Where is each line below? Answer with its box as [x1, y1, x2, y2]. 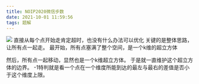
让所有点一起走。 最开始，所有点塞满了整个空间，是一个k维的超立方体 [6, 44, 178, 51]
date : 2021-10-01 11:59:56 [6, 14, 73, 20]
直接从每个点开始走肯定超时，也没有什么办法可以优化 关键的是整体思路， [13, 37, 192, 44]
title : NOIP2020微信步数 [6, 8, 64, 15]
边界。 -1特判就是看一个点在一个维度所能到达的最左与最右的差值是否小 [16, 64, 190, 71]
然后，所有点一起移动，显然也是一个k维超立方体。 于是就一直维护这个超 [6, 57, 183, 64]
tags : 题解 [6, 20, 32, 25]
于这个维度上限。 [6, 72, 48, 79]
